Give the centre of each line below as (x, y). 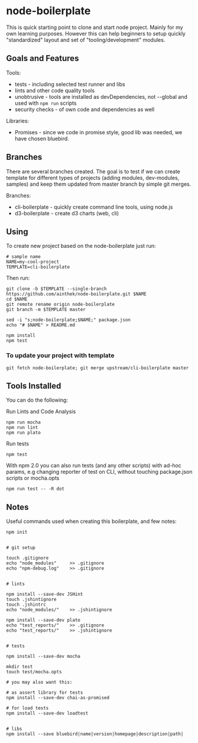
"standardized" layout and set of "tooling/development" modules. (86, 40)
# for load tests (27, 708)
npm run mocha (24, 422)
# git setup (21, 548)
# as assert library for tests (45, 693)
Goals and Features (43, 58)
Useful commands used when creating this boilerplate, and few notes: (91, 521)
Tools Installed (34, 386)
